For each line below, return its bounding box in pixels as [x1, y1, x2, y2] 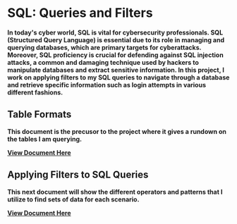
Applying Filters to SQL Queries [7, 169, 149, 181]
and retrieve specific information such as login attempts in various [7, 80, 207, 89]
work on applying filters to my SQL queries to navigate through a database [7, 73, 230, 82]
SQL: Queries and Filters [7, 5, 153, 21]
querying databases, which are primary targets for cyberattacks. [7, 43, 202, 51]
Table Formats [7, 108, 72, 120]
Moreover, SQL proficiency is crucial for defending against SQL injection [7, 51, 224, 59]
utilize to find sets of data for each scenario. [7, 195, 140, 204]
